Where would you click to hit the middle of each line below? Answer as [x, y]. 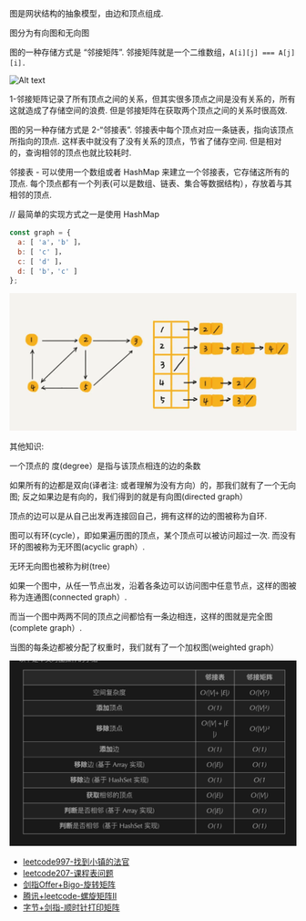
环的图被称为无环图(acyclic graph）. [77, 547]
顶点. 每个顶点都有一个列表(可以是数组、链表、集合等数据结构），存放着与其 [151, 183]
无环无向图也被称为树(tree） [62, 566]
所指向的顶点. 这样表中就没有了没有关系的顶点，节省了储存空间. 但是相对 [146, 141]
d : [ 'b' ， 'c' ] [48, 271]
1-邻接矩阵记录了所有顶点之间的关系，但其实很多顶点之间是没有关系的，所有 [153, 99]
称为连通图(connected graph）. [68, 597]
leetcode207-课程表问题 [68, 873]
